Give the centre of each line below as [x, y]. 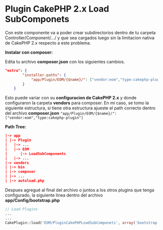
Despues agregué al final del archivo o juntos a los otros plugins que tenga [80, 190]
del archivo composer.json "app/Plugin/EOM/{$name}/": [61, 113]
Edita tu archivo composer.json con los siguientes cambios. [65, 61]
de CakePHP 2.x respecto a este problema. [48, 43]
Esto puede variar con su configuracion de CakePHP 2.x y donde [71, 98]
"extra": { [16, 70]
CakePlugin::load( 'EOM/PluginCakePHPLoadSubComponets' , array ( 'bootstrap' [82, 223]
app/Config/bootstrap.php [33, 200]
